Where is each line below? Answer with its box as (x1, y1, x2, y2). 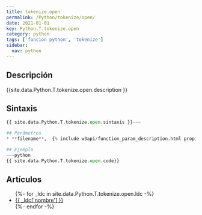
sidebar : (6, 43, 28, 49)
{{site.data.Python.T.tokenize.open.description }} (6, 86, 128, 93)
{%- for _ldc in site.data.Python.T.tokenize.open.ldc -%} (14, 190, 155, 198)
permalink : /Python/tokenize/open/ (6, 14, 96, 20)
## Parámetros (6, 130, 42, 136)
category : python (6, 31, 50, 37)
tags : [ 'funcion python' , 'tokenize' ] (6, 37, 103, 43)
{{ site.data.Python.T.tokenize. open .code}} (6, 157, 120, 164)
